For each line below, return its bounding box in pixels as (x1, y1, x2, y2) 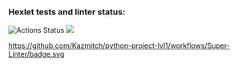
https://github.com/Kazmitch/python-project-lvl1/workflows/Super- (8, 41, 231, 50)
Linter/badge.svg (8, 49, 65, 59)
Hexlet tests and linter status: (8, 6, 126, 18)
